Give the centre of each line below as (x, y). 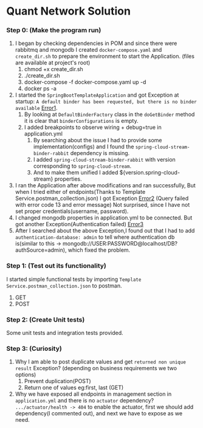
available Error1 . (36, 108)
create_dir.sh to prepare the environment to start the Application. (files (105, 57)
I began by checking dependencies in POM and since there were (96, 43)
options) (26, 374)
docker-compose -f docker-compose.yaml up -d (85, 82)
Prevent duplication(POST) (57, 381)
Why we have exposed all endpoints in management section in (93, 394)
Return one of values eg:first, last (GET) (74, 388)
